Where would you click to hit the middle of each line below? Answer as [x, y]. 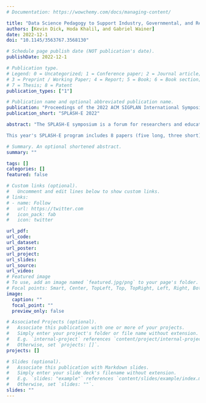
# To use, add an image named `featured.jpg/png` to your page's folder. [103, 283]
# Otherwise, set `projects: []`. [53, 345]
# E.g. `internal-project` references [59, 339]
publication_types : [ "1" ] [39, 91]
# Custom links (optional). [42, 186]
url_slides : [21, 259]
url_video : [20, 271]
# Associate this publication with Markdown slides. [78, 367]
